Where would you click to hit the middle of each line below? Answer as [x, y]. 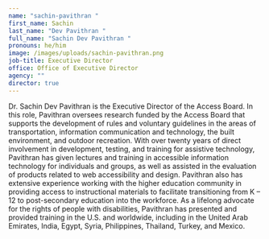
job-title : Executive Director [61, 61]
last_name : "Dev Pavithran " [57, 31]
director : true [34, 83]
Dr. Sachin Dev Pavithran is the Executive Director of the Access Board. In [131, 106]
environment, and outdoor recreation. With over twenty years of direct [125, 140]
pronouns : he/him [37, 46]
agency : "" [27, 76]
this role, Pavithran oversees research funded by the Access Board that [127, 114]
